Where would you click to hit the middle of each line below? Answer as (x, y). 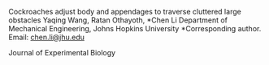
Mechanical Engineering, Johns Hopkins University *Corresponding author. (135, 28)
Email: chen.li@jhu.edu (47, 37)
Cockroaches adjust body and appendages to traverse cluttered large (125, 12)
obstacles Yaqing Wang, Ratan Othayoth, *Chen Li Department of (118, 20)
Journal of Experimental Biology (62, 53)
